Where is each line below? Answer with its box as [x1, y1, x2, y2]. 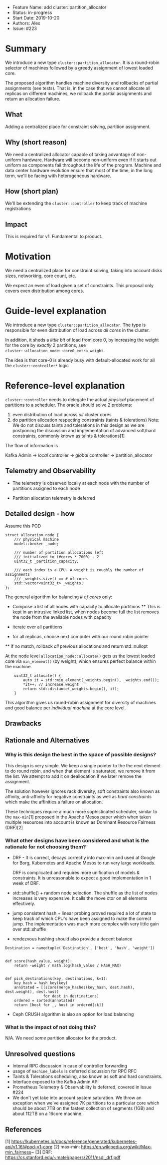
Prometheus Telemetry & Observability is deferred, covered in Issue [12, 1084, 152, 1090]
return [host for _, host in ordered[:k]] [14, 1002, 104, 1007]
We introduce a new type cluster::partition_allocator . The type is [5, 322, 146, 328]
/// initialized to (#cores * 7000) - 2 [14, 554, 99, 559]
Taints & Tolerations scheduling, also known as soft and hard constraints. [12, 1073, 163, 1079]
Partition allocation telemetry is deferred [12, 495, 96, 501]
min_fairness [5, 1149, 31, 1155]
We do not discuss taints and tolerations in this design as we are [12, 422, 145, 428]
